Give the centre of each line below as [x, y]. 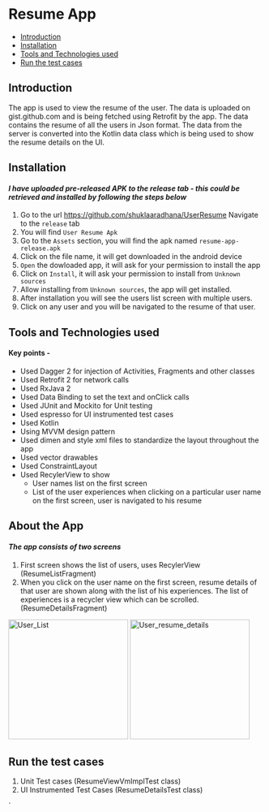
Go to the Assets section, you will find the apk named [109, 241]
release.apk [40, 248]
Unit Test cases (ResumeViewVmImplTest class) [100, 781]
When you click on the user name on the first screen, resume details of [139, 582]
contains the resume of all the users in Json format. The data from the [125, 125]
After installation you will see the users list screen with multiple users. [136, 298]
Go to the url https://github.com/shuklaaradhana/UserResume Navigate [139, 215]
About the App [46, 526]
